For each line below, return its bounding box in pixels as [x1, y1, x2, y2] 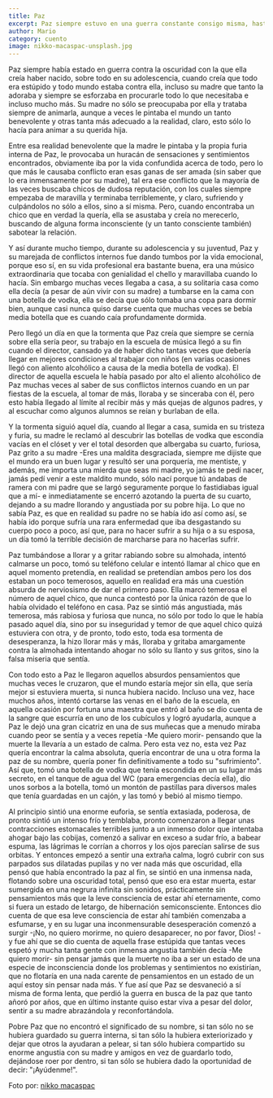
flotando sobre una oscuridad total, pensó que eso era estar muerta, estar [8, 876, 257, 886]
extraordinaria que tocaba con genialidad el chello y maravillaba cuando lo [8, 270, 258, 279]
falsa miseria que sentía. [8, 654, 90, 664]
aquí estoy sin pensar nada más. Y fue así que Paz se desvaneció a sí [8, 980, 241, 990]
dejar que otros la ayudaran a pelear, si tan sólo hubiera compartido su [8, 1039, 245, 1049]
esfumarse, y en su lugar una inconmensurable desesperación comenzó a [8, 920, 257, 929]
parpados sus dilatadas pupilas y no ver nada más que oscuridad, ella [8, 859, 242, 868]
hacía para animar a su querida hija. [8, 125, 128, 135]
